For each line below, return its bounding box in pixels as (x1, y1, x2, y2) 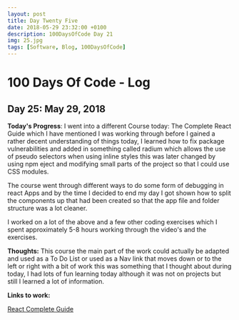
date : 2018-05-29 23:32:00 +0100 (7, 24, 107, 31)
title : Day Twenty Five (7, 17, 78, 24)
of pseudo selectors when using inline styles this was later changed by (7, 152, 216, 161)
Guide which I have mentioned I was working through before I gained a (7, 129, 215, 138)
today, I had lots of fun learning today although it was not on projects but (7, 269, 221, 278)
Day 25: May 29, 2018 (7, 103, 106, 115)
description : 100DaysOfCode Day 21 (7, 30, 113, 38)
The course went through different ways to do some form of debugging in (7, 181, 225, 189)
